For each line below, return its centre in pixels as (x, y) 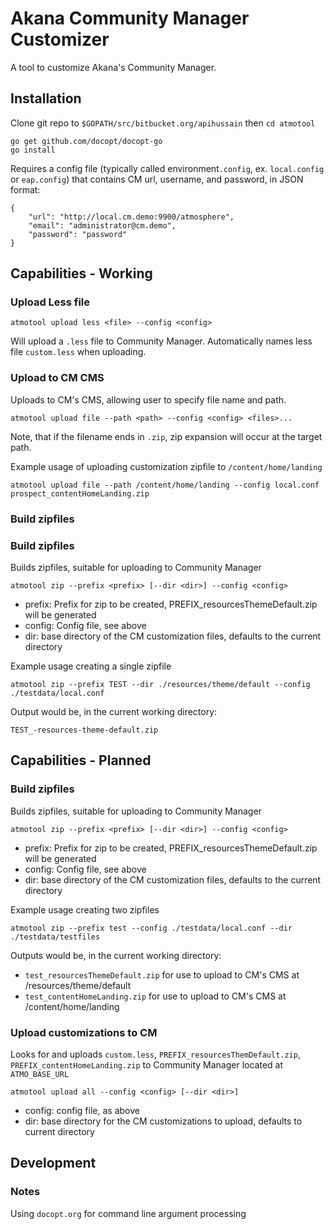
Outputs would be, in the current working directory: (116, 955)
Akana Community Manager (130, 18)
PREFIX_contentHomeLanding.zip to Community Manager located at (147, 1064)
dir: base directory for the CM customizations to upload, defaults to (163, 1121)
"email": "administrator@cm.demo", (102, 225)
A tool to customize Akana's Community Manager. (113, 67)
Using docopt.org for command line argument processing (128, 1213)
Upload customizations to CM (84, 1032)
